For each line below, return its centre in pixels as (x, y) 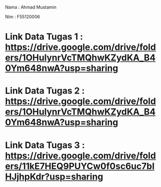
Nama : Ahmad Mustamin (31, 7)
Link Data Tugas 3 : (45, 145)
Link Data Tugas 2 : (45, 91)
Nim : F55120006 (23, 17)
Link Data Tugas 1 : (44, 37)
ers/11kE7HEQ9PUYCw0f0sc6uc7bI (80, 166)
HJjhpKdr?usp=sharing (54, 176)
